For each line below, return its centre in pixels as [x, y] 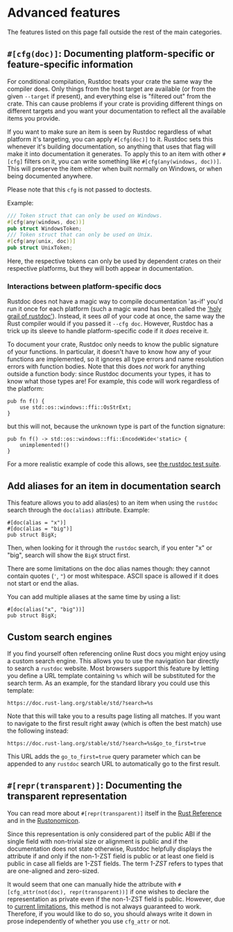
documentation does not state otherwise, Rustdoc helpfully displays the [110, 849]
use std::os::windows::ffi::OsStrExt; [76, 407]
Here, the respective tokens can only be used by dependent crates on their [114, 261]
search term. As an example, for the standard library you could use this [109, 683]
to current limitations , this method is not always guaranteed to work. [104, 906]
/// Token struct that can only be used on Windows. [85, 215]
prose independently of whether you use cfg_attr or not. [89, 921]
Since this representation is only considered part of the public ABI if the [109, 833]
